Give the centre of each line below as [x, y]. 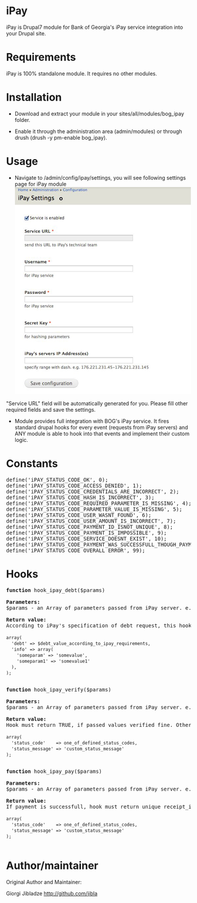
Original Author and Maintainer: [44, 882]
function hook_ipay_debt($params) [56, 591]
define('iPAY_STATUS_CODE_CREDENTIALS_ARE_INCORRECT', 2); [93, 492]
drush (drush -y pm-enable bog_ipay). [61, 137]
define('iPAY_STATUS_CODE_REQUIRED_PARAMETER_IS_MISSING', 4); [99, 504]
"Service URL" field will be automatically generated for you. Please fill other [97, 403]
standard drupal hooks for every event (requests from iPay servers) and [101, 428]
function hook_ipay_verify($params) [59, 690]
